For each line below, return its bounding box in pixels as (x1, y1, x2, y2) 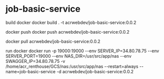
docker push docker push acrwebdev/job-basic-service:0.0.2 (5, 29, 130, 35)
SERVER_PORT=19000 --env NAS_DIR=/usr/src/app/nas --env (5, 53, 132, 59)
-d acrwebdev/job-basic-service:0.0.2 (56, 68, 134, 74)
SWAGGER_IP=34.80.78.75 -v (5, 58, 66, 64)
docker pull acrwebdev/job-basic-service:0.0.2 (5, 38, 101, 44)
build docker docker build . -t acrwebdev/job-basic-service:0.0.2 (5, 20, 137, 25)
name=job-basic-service (5, 68, 56, 74)
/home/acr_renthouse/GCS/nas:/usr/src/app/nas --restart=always (5, 63, 139, 69)
